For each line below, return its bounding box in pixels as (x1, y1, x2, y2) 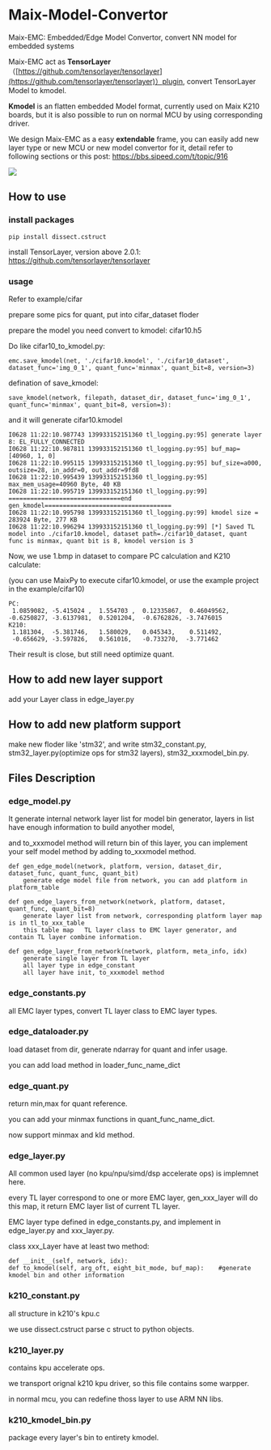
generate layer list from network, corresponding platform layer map (23, 912, 263, 921)
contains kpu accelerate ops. (8, 1363, 105, 1373)
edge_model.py (8, 795, 71, 806)
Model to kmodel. (8, 85, 67, 95)
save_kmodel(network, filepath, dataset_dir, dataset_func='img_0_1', (8, 393, 252, 402)
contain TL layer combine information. (8, 933, 143, 942)
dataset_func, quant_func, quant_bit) (8, 870, 139, 878)
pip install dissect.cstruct (8, 232, 107, 240)
